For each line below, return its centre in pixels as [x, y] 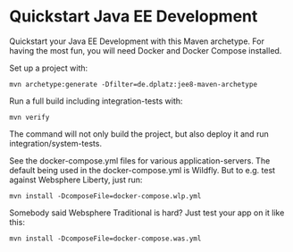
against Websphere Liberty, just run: [76, 180]
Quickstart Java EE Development [134, 17]
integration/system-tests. [56, 143]
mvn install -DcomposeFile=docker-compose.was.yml [105, 239]
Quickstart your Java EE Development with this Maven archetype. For [137, 41]
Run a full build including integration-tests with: [96, 101]
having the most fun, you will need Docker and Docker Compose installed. [146, 50]
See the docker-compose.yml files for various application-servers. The [140, 160]
